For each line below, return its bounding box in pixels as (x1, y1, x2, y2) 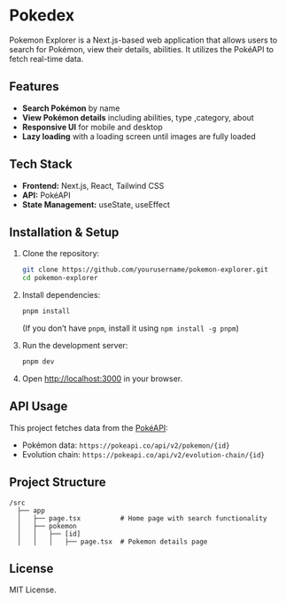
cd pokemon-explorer (21, 274, 98, 283)
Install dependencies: (21, 290, 101, 301)
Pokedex (9, 5, 75, 26)
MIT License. (9, 584, 57, 595)
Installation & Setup (9, 224, 120, 239)
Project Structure (9, 475, 106, 490)
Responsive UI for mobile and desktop (21, 121, 164, 132)
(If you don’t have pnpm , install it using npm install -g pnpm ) (21, 323, 239, 333)
